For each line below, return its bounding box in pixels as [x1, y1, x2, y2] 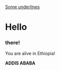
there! [5, 39, 20, 46]
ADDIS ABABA [5, 60, 36, 66]
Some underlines [5, 4, 40, 9]
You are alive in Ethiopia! [5, 50, 56, 56]
